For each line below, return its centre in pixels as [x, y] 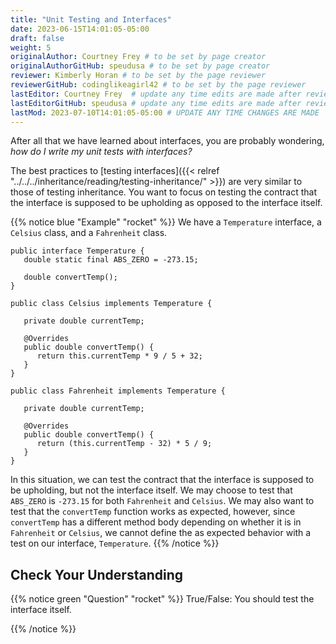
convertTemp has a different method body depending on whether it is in [156, 522]
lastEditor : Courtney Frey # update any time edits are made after [156, 94]
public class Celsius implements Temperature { [111, 304]
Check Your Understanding [96, 574]
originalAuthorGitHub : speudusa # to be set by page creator [140, 66]
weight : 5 [31, 47]
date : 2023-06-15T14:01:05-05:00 [80, 29]
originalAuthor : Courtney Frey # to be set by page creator [138, 57]
